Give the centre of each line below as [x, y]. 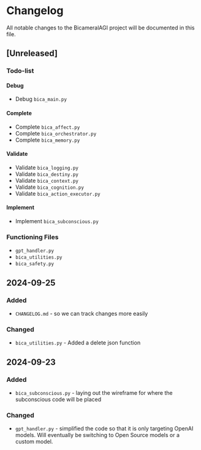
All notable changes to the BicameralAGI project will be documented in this [100, 28]
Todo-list [20, 71]
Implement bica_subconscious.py [57, 221]
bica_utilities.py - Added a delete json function [78, 343]
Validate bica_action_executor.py [58, 193]
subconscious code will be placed [58, 400]
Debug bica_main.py [41, 99]
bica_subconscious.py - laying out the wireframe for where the [94, 393]
